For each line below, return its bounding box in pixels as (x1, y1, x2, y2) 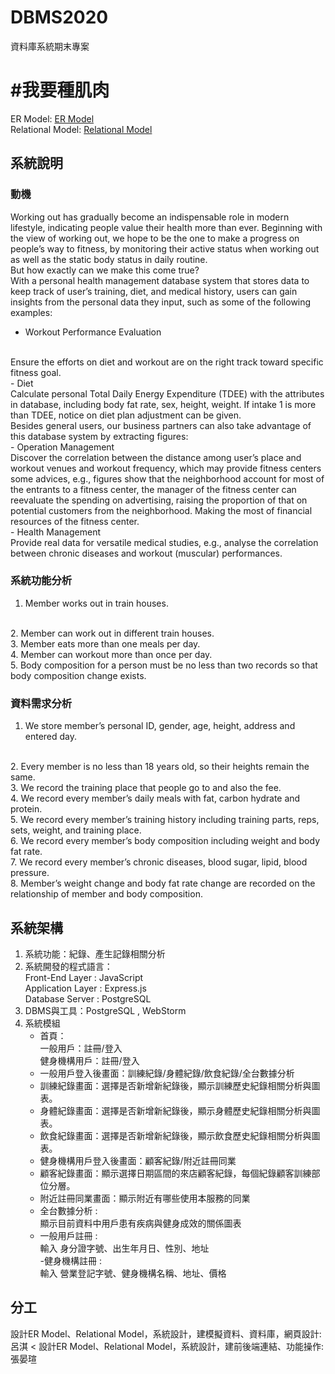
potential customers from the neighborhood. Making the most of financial (10, 504, 313, 516)
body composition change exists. (10, 669, 147, 681)
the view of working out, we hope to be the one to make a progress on (10, 232, 300, 244)
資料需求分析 (10, 696, 73, 710)
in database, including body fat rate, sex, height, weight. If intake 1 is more (10, 398, 317, 410)
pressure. (10, 867, 50, 879)
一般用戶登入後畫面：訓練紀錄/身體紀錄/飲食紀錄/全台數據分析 (39, 1067, 295, 1079)
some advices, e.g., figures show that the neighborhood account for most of (10, 472, 325, 485)
